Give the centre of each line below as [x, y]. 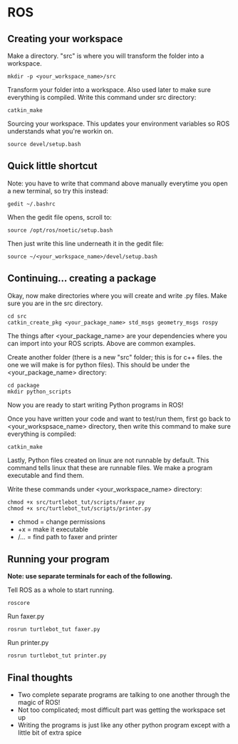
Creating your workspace [65, 39]
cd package [24, 385]
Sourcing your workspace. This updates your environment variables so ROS [119, 123]
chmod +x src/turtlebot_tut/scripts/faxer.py [76, 502]
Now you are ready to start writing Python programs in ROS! [95, 404]
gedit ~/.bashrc [31, 204]
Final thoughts [40, 677]
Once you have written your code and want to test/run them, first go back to [119, 419]
